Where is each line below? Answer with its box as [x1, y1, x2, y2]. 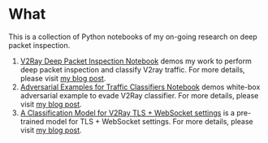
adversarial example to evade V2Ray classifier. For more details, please [19, 90, 259, 100]
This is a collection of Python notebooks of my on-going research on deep [8, 32, 257, 41]
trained [19, 116, 45, 126]
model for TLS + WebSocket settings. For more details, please [45, 116, 253, 126]
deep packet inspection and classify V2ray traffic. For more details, [19, 64, 245, 74]
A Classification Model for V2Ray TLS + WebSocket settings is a [19, 107, 236, 118]
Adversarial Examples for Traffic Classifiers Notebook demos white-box [19, 82, 261, 92]
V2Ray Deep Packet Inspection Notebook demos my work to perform [19, 56, 252, 66]
